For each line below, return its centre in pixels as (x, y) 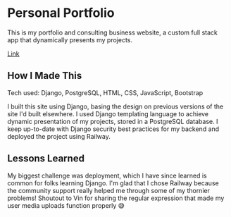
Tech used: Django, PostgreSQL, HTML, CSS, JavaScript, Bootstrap (105, 92)
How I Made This (45, 76)
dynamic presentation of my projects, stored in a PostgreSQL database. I (113, 121)
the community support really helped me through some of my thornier (108, 190)
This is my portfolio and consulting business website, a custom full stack (113, 32)
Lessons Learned (46, 159)
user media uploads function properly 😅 (66, 205)
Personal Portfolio (61, 13)
